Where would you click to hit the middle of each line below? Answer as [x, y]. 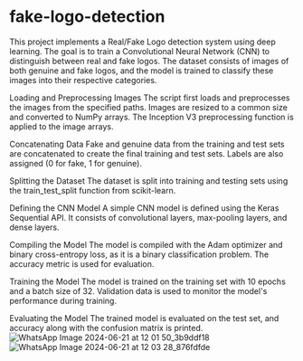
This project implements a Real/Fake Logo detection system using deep [142, 42]
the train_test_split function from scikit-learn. [93, 190]
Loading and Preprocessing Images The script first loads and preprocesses [150, 98]
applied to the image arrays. [62, 126]
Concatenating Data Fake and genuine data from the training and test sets [147, 144]
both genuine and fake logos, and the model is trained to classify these [142, 71]
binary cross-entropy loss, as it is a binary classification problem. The [139, 254]
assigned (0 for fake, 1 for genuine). [76, 163]
